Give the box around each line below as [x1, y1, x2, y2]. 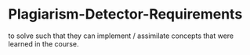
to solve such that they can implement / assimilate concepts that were [8, 31, 234, 40]
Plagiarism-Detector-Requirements [8, 5, 243, 23]
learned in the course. [8, 39, 80, 48]
